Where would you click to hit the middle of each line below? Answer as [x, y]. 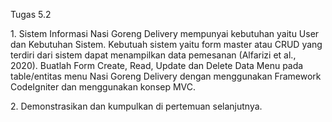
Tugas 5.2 [31, 14]
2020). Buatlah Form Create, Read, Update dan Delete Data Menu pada [157, 65]
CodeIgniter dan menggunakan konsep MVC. [103, 87]
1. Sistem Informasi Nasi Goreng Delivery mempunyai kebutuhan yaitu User [165, 33]
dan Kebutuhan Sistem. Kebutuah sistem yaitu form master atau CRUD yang [166, 44]
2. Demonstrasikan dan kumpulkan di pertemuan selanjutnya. [136, 106]
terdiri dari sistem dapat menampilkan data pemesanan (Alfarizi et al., [153, 55]
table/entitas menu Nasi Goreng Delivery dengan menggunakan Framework [166, 76]
